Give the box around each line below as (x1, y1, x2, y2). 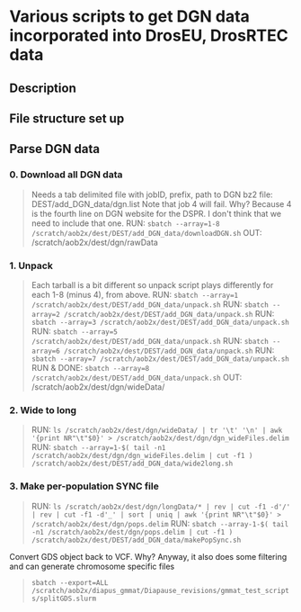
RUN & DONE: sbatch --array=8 (31, 362, 150, 373)
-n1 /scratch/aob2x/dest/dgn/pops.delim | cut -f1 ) (31, 527, 234, 536)
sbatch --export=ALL (31, 578, 109, 587)
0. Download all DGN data (9, 168, 123, 181)
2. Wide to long (9, 403, 77, 416)
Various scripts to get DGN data (9, 6, 250, 27)
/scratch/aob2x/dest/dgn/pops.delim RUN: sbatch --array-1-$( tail (31, 517, 289, 528)
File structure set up (9, 111, 125, 126)
